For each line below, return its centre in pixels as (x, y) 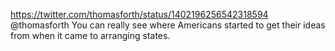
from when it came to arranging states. (90, 35)
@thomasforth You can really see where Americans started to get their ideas (168, 25)
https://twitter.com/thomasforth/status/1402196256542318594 (139, 14)
